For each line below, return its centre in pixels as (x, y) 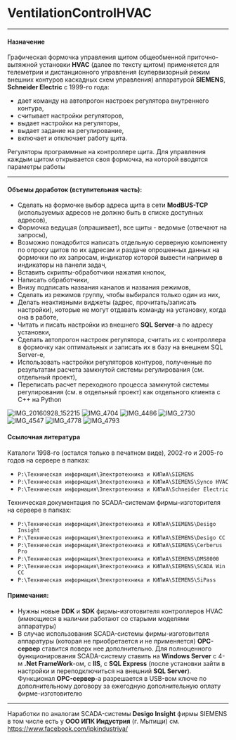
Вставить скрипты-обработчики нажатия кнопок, (92, 272)
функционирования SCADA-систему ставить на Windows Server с (117, 656)
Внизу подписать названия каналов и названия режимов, (104, 287)
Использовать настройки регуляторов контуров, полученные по (114, 362)
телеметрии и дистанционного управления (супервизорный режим (109, 73)
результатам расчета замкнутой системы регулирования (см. (111, 370)
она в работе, (38, 318)
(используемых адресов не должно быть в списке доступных (110, 213)
